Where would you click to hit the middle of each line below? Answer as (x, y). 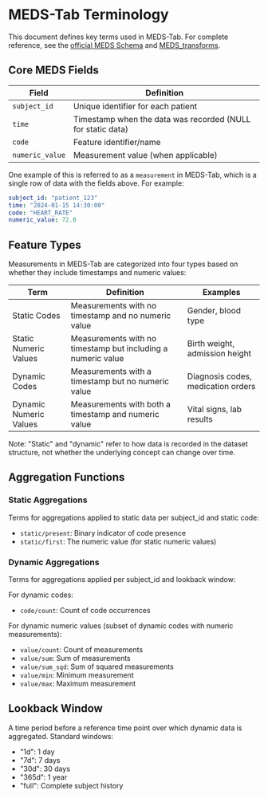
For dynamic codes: (41, 595)
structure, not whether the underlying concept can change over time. (122, 453)
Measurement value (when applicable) (145, 155)
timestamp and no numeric (121, 316)
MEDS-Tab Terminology (89, 15)
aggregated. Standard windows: (61, 736)
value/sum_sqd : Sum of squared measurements (97, 666)
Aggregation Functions (67, 477)
